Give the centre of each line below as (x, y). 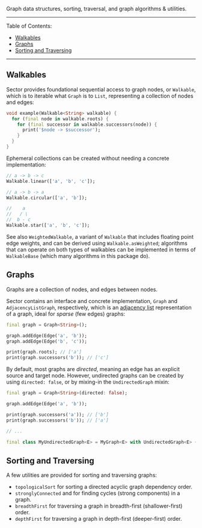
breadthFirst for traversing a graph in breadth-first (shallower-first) (99, 506)
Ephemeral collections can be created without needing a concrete (88, 158)
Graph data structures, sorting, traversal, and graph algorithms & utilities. (96, 9)
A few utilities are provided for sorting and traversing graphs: (82, 475)
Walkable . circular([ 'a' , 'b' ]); (47, 198)
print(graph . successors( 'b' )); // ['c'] (58, 358)
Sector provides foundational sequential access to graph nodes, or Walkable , (101, 89)
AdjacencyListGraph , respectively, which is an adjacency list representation (99, 307)
